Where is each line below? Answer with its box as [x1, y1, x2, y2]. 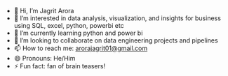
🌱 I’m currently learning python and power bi [13, 29, 143, 37]
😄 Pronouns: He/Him [13, 54, 76, 62]
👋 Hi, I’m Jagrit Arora [13, 7, 74, 15]
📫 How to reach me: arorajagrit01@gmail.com [13, 44, 148, 52]
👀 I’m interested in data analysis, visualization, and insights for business [13, 14, 221, 22]
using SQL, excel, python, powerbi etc [13, 22, 124, 29]
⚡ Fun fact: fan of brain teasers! [13, 62, 106, 70]
